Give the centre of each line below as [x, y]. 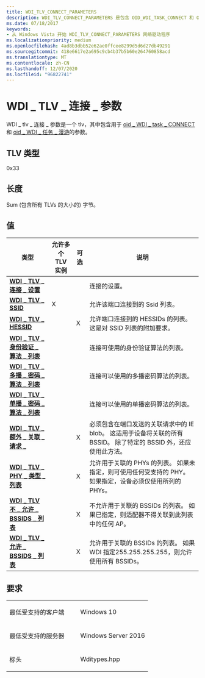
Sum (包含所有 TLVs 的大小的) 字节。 [52, 204]
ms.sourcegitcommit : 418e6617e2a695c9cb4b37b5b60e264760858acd [88, 52]
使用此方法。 [108, 451]
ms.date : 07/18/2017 [33, 23]
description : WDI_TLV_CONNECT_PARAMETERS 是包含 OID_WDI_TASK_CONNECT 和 [100, 18]
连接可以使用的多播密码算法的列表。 [141, 376]
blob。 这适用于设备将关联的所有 [136, 433]
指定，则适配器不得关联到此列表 [147, 515]
